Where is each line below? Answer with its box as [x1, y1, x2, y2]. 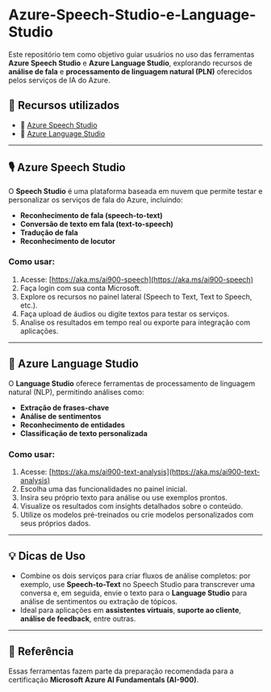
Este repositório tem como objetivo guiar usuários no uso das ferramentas [8, 49, 255, 59]
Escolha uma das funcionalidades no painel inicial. [19, 484, 188, 493]
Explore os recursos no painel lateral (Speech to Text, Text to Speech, [19, 291, 252, 301]
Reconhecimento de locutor [19, 236, 115, 245]
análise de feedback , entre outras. [19, 614, 136, 623]
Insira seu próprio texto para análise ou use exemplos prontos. [19, 493, 228, 502]
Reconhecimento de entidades [19, 420, 125, 430]
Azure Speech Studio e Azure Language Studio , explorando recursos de [8, 58, 252, 68]
